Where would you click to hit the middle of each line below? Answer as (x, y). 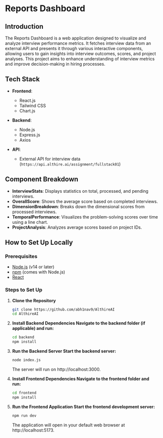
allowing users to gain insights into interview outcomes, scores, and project (81, 54)
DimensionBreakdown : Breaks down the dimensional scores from (78, 206)
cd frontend (24, 393)
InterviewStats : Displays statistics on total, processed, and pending (80, 191)
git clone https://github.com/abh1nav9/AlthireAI (63, 310)
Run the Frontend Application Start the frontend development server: (83, 406)
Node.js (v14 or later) (33, 267)
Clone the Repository (34, 300)
